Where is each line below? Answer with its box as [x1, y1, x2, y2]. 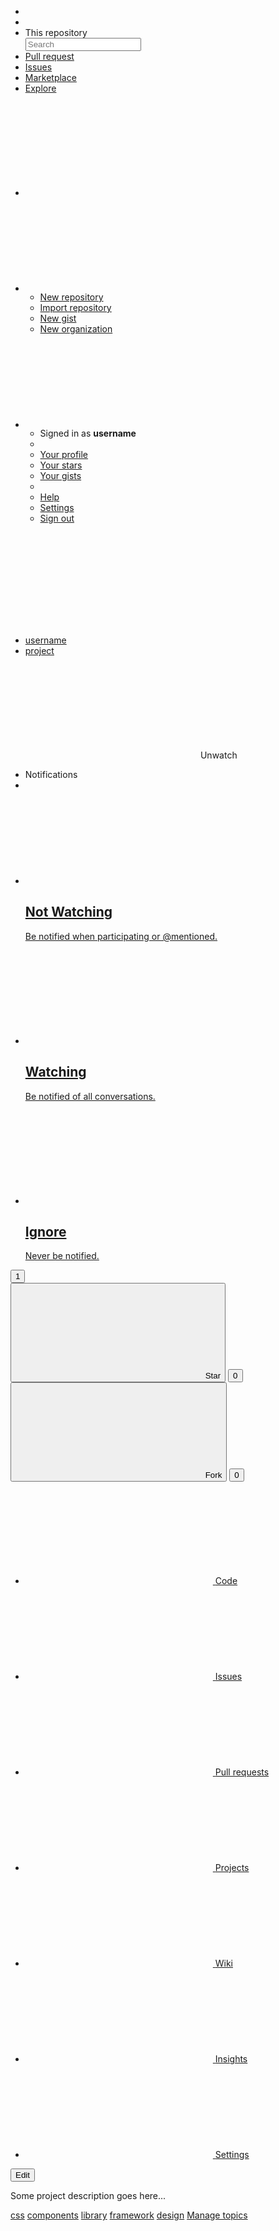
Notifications [24, 769, 78, 780]
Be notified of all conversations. [24, 1090, 156, 1102]
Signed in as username [39, 427, 137, 439]
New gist [39, 312, 77, 324]
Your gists [39, 470, 82, 481]
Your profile [39, 449, 89, 460]
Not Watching [24, 904, 113, 921]
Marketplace [24, 72, 77, 83]
